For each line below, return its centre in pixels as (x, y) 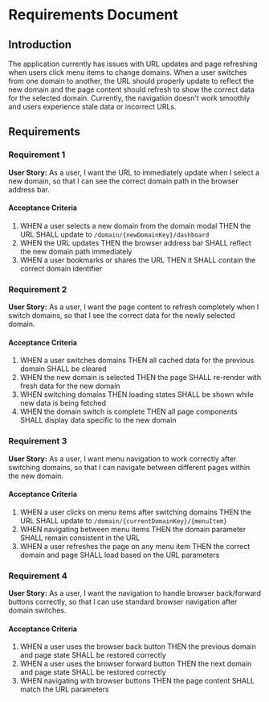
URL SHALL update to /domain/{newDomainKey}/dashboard (114, 234)
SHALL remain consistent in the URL (80, 538)
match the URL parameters (65, 689)
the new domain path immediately (76, 251)
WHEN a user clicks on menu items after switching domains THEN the (135, 512)
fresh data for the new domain (70, 386)
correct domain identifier (61, 268)
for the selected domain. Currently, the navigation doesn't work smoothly (129, 98)
